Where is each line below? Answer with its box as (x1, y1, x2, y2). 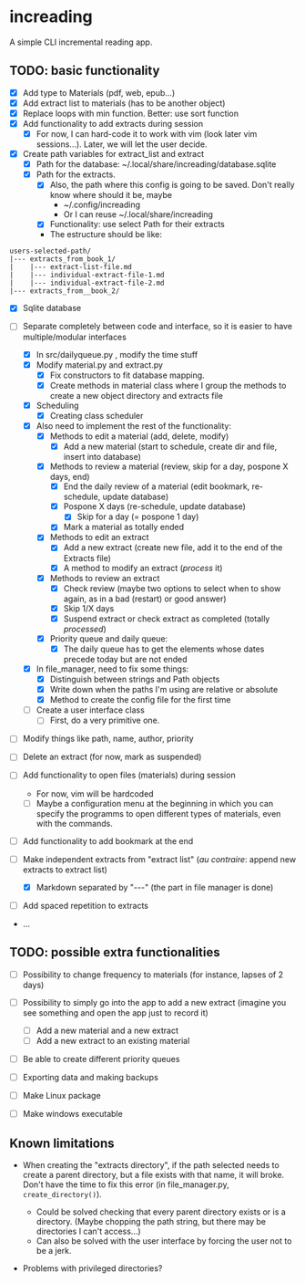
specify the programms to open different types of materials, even (36, 808, 281, 819)
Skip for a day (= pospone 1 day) (76, 511, 199, 522)
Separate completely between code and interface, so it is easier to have (22, 321, 293, 332)
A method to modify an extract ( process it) (63, 562, 223, 573)
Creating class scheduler (49, 410, 144, 421)
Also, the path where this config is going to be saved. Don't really (49, 180, 295, 191)
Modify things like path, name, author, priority (22, 733, 194, 745)
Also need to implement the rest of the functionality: (36, 420, 232, 431)
